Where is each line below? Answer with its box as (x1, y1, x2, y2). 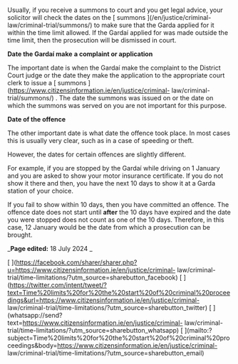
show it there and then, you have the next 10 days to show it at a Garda (7, 178, 216, 187)
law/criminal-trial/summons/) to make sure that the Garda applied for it (7, 21, 215, 29)
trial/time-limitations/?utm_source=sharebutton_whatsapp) (7, 326, 180, 334)
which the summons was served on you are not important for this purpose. (7, 101, 227, 109)
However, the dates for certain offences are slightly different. (7, 150, 187, 159)
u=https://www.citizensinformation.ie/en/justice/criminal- (7, 265, 176, 274)
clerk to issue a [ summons (7, 78, 87, 87)
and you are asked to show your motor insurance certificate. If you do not (7, 171, 224, 180)
